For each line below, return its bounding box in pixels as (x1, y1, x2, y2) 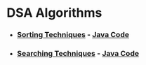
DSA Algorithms (6, 5, 102, 21)
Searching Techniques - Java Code (16, 49, 140, 59)
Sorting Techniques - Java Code (16, 30, 129, 40)
